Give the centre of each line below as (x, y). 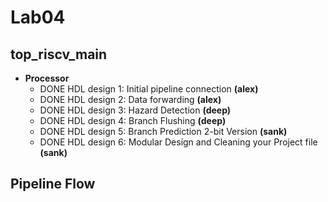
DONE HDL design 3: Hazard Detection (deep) (135, 110)
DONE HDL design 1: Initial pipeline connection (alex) (149, 89)
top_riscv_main (59, 54)
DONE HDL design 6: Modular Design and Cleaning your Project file (178, 142)
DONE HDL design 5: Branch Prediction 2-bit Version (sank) (163, 131)
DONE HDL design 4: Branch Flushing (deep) (133, 120)
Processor (47, 78)
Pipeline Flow (53, 184)
